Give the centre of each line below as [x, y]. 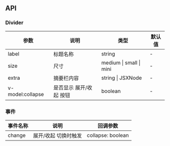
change [17, 135]
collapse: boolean [108, 135]
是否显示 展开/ [70, 87]
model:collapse [26, 94]
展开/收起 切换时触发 [58, 135]
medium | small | [121, 63]
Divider [14, 23]
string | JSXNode [121, 78]
